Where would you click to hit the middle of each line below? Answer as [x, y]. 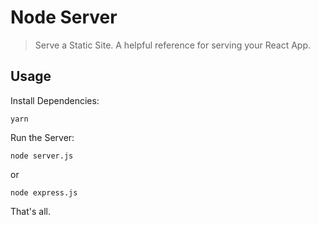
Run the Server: [42, 137]
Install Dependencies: [55, 100]
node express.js [44, 192]
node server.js [42, 156]
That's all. [30, 211]
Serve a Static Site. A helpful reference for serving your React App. [173, 45]
